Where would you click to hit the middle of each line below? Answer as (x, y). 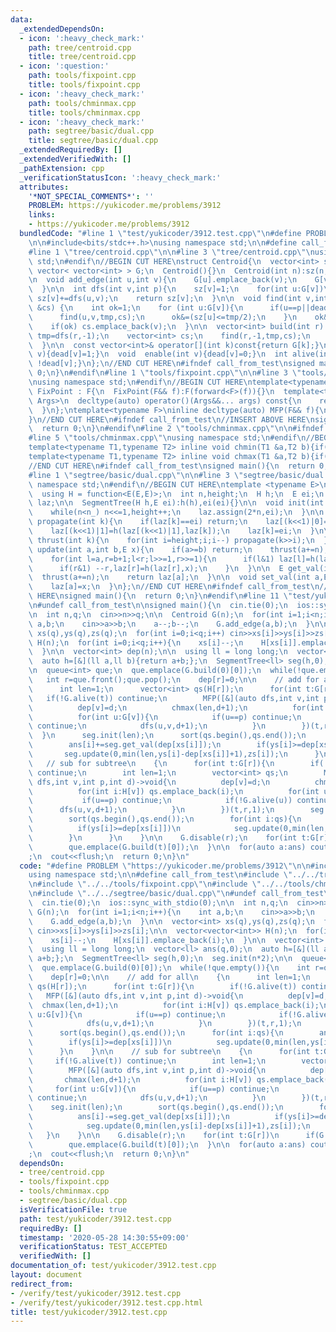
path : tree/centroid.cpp (80, 47)
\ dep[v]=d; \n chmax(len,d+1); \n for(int (176, 707)
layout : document (46, 1275)
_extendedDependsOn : (62, 29)
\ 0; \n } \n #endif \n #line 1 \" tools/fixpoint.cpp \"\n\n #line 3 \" (165, 373)
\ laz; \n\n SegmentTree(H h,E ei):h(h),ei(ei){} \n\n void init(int (176, 503)
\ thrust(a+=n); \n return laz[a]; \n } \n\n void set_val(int (169, 577)
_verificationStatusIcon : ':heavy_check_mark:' (120, 177)
